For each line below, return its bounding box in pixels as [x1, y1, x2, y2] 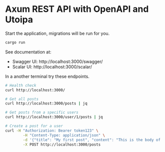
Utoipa [5, 14, 33, 25]
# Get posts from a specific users [5, 110, 79, 115]
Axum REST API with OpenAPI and [5, 3, 149, 15]
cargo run [5, 40, 26, 45]
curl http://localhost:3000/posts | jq [5, 101, 88, 106]
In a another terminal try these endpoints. [5, 73, 90, 79]
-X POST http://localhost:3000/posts [23, 142, 101, 147]
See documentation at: [5, 49, 52, 55]
